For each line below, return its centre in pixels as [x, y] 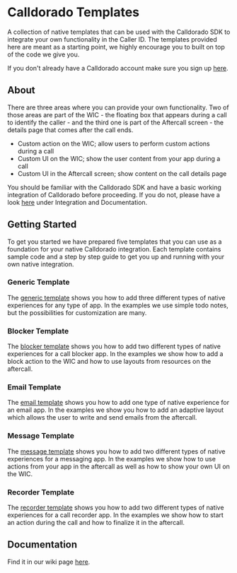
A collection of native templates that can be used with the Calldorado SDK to [119, 32]
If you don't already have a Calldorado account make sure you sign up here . [118, 68]
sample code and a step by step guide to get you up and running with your [116, 256]
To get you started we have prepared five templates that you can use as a [115, 242]
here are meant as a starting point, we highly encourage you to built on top [116, 47]
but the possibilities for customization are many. [77, 312]
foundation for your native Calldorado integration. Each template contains [114, 249]
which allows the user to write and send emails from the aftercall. [102, 418]
